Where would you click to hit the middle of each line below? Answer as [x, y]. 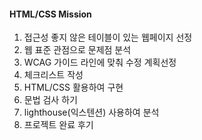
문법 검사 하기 [50, 100]
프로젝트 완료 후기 [58, 125]
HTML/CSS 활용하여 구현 [73, 87]
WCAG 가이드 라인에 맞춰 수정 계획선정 [100, 62]
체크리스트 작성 [53, 75]
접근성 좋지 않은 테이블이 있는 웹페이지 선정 [108, 37]
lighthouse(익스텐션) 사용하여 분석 [91, 112]
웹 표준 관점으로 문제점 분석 [77, 50]
